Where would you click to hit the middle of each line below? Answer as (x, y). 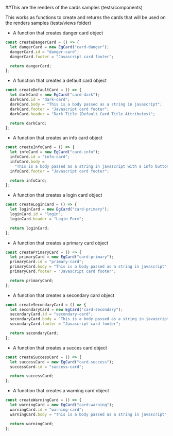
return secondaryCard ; (34, 333)
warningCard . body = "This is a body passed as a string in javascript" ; (90, 414)
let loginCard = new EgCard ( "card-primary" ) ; (60, 210)
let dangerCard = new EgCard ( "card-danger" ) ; (60, 47)
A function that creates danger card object (58, 33)
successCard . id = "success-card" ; (47, 367)
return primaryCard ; (32, 281)
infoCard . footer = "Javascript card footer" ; (60, 171)
